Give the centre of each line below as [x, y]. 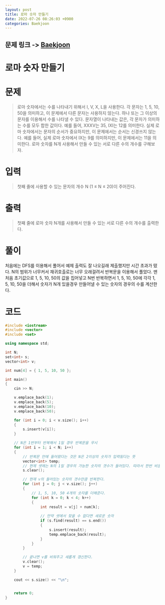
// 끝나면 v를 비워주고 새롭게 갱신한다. [58, 557]
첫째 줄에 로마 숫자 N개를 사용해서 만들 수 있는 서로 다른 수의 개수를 [82, 223]
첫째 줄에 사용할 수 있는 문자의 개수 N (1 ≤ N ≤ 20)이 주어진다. [76, 186]
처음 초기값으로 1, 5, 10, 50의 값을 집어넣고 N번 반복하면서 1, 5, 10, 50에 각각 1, [80, 278]
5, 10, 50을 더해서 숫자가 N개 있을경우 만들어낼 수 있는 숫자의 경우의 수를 [75, 284]
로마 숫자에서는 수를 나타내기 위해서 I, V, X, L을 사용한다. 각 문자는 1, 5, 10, [88, 107]
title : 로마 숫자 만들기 [27, 14]
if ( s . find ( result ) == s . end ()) [73, 521]
